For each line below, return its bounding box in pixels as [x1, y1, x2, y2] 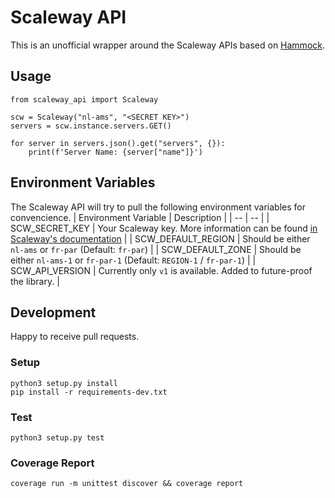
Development [10, 304, 97, 321]
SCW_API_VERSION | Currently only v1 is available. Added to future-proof [10, 264, 313, 276]
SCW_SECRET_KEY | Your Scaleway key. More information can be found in [10, 222, 318, 234]
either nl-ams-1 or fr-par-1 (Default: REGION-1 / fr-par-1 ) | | [10, 254, 257, 266]
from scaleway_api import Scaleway [10, 94, 159, 105]
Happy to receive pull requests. [10, 331, 140, 343]
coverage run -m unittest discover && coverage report [10, 479, 244, 489]
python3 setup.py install [10, 378, 118, 388]
